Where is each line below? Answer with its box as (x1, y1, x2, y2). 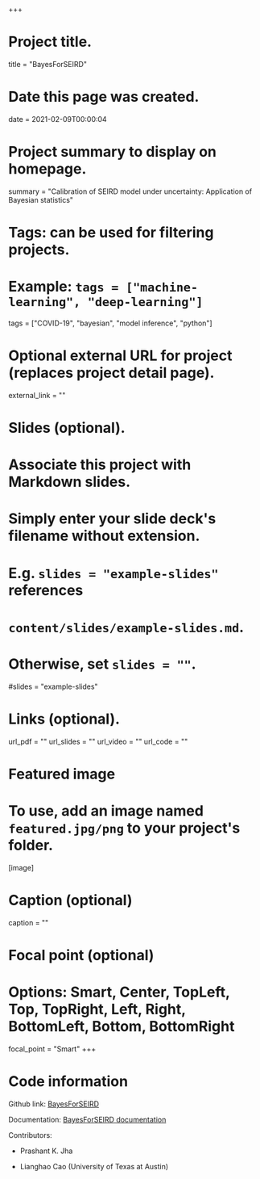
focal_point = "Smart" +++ (8, 1043, 97, 1054)
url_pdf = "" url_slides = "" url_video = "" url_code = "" (8, 736, 188, 746)
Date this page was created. (8, 88, 200, 106)
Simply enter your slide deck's (8, 510, 217, 528)
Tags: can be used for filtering (8, 224, 214, 241)
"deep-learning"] (87, 295, 204, 310)
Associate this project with (8, 455, 192, 474)
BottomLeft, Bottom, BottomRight (8, 1017, 235, 1036)
